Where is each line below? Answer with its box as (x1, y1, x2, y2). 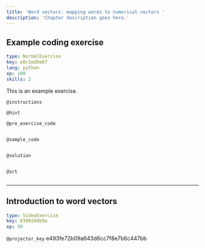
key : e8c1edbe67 (6, 59, 48, 65)
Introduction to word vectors (6, 196, 118, 206)
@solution (6, 152, 32, 159)
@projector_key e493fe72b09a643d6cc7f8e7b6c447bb (6, 235, 147, 242)
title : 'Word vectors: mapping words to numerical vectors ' (6, 9, 165, 15)
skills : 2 (6, 76, 32, 82)
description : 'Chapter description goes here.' (6, 15, 130, 21)
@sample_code (6, 136, 40, 142)
